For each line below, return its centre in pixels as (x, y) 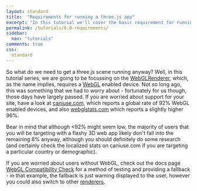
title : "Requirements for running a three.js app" (70, 17)
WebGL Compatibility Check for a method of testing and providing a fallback (98, 169)
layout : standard (27, 11)
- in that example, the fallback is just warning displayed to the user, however (98, 175)
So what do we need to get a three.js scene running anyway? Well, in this (94, 71)
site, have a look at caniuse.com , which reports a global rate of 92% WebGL (98, 103)
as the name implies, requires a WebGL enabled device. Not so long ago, (94, 84)
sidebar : (17, 33)
